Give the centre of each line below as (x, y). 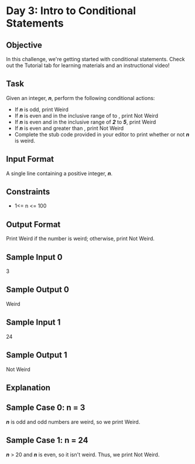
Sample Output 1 (37, 355)
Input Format (30, 159)
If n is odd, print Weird (41, 109)
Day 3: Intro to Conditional (71, 11)
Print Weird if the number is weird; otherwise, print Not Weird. (81, 239)
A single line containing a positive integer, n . (59, 173)
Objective (24, 45)
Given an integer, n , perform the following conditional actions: (81, 98)
